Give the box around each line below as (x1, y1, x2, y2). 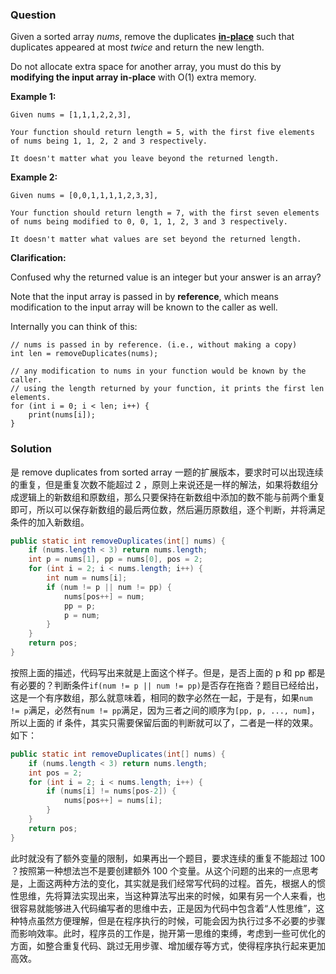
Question (10, 8, 57, 22)
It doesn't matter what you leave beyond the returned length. (10, 154, 280, 164)
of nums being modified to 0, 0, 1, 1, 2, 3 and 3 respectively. (10, 217, 288, 227)
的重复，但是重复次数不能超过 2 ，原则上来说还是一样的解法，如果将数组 (10, 478, 310, 490)
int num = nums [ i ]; (46, 573, 128, 583)
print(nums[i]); (28, 410, 97, 420)
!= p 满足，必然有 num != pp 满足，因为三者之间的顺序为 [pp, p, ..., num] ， (10, 704, 320, 716)
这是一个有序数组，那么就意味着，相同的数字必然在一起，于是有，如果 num (10, 691, 313, 703)
